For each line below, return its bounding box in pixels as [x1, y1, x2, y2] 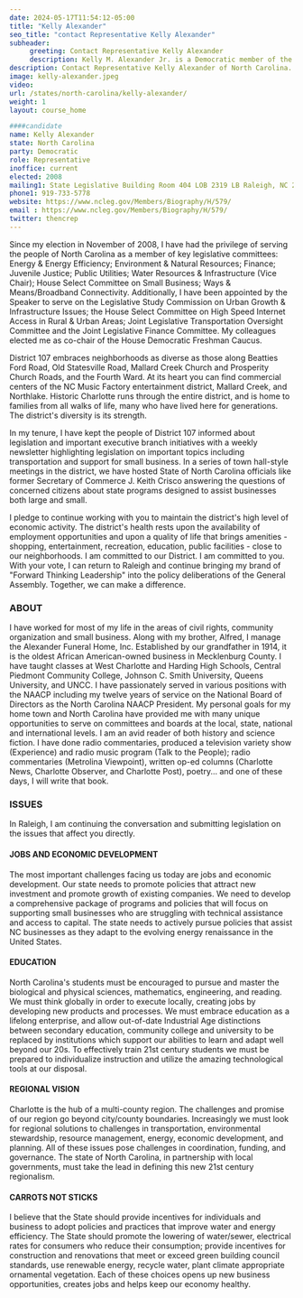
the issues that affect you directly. [9, 828, 135, 839]
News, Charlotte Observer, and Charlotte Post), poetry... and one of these [9, 766, 283, 777]
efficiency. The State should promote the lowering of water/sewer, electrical [9, 1231, 291, 1242]
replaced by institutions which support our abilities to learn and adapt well [9, 1034, 284, 1045]
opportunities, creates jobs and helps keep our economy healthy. [9, 1279, 251, 1290]
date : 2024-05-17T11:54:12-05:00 [9, 13, 135, 23]
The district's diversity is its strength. [9, 410, 147, 421]
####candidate [9, 122, 63, 131]
